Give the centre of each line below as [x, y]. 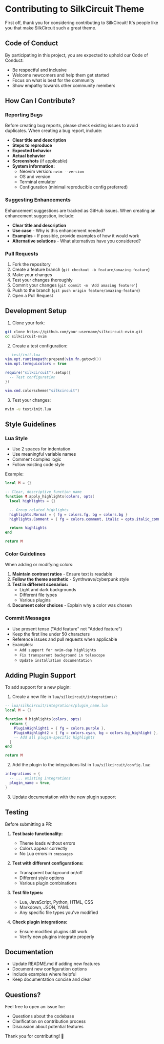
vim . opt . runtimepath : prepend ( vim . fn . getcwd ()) [53, 359]
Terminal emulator [38, 182]
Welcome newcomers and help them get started [61, 75]
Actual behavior [29, 156]
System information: [33, 166]
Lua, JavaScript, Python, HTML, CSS [56, 902]
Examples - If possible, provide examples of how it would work [76, 235]
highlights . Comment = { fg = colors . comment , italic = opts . [73, 519]
